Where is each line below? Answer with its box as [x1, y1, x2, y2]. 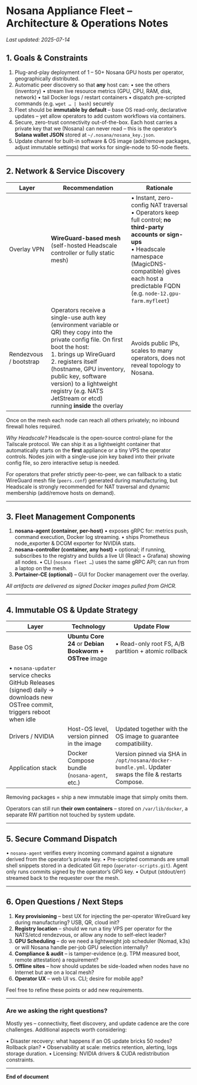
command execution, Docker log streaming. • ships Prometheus [14, 534, 170, 541]
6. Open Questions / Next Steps [6, 897, 124, 907]
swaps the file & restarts [115, 771, 182, 779]
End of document [6, 1073, 49, 1080]
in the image [67, 739, 101, 748]
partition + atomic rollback [115, 647, 188, 655]
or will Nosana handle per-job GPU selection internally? [14, 943, 148, 950]
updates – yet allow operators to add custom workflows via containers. [14, 112, 186, 119]
